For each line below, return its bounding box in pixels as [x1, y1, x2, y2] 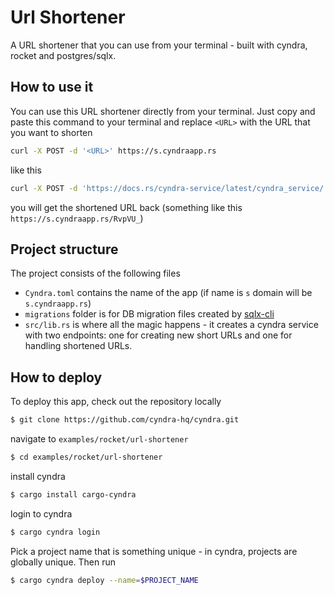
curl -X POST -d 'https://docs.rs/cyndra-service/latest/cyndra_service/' [10, 183, 329, 193]
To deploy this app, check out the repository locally [10, 396, 222, 408]
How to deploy [10, 369, 103, 386]
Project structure [10, 241, 119, 258]
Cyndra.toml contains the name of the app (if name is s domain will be [24, 287, 313, 299]
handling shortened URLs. [24, 340, 133, 352]
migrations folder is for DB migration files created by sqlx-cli [24, 308, 275, 320]
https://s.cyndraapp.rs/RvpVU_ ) [10, 212, 144, 224]
